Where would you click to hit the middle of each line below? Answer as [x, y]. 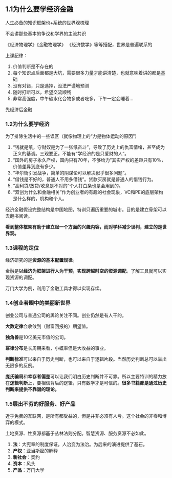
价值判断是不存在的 [33, 66]
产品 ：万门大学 [28, 470]
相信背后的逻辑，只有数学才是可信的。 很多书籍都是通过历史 [104, 383]
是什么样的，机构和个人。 [40, 199]
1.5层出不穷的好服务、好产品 [40, 404]
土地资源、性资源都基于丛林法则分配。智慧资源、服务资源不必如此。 [77, 433]
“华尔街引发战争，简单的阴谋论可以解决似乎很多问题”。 [71, 173]
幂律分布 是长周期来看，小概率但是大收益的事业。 [57, 348]
